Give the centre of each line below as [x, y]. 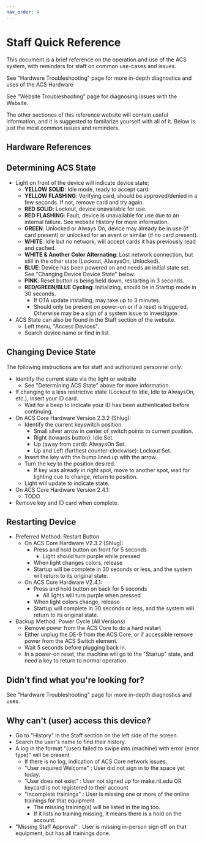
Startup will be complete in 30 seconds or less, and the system [113, 569]
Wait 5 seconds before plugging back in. [75, 648]
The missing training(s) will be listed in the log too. [97, 807]
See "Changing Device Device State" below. [80, 274]
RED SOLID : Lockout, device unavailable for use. [85, 209]
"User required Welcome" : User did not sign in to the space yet [105, 768]
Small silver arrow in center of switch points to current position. [113, 431]
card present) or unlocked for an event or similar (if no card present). [111, 235]
